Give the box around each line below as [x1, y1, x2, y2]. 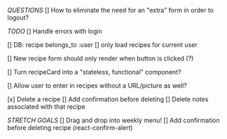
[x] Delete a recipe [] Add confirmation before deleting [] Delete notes [7, 95, 209, 103]
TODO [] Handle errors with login [7, 27, 103, 35]
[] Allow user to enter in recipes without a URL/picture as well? [7, 81, 187, 90]
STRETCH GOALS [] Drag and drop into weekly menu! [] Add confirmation [7, 116, 221, 124]
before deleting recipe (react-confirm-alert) [7, 124, 133, 132]
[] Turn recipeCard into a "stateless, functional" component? [7, 68, 181, 76]
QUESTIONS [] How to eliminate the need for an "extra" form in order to [7, 6, 214, 14]
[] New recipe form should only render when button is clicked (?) [7, 54, 194, 62]
